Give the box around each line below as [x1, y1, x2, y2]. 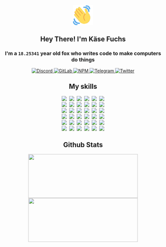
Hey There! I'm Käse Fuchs [40, 35, 126, 44]
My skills [68, 82, 97, 91]
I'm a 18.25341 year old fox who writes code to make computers [4, 50, 161, 57]
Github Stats [63, 141, 103, 149]
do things [71, 56, 95, 63]
